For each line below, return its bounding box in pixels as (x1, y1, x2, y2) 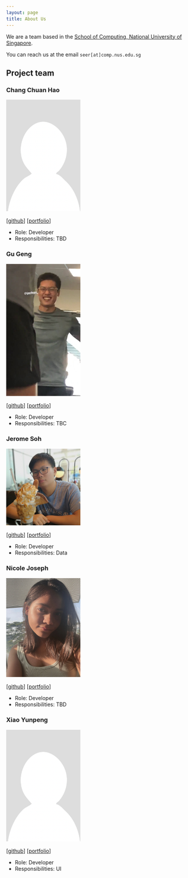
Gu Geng (6, 250, 32, 258)
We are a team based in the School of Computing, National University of (6, 33, 182, 40)
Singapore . (6, 39, 33, 46)
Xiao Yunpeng (6, 716, 49, 724)
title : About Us (6, 15, 46, 22)
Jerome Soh (6, 435, 42, 443)
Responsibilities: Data (14, 549, 68, 556)
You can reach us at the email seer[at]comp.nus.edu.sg (6, 51, 141, 58)
